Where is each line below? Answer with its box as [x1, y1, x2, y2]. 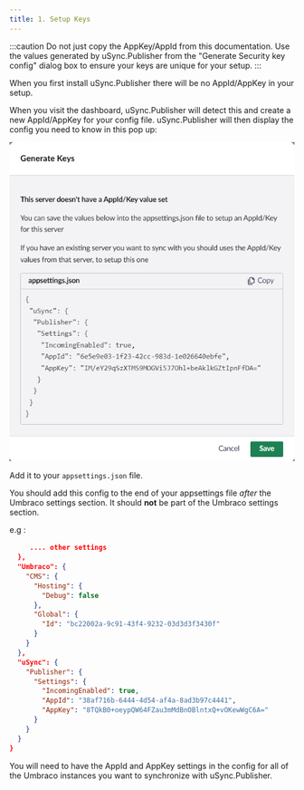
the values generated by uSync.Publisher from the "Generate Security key [9, 50, 286, 61]
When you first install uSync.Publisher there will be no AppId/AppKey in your [9, 77, 295, 88]
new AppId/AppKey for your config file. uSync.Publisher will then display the [9, 114, 294, 125]
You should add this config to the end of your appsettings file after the [9, 487, 271, 498]
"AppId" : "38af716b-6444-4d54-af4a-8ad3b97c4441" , [42, 696, 237, 706]
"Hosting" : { [33, 581, 83, 591]
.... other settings [29, 544, 107, 553]
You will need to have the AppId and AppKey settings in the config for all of [9, 760, 290, 771]
